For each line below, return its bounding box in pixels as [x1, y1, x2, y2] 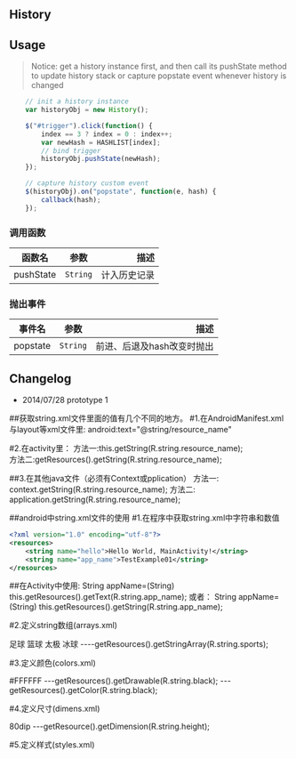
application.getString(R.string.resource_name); [9, 494, 180, 505]
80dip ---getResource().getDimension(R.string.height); [9, 721, 211, 732]
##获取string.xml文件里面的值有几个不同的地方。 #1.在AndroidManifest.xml [9, 413, 284, 424]
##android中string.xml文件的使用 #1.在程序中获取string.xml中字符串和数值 [9, 513, 280, 523]
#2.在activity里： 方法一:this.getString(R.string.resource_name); [9, 443, 244, 454]
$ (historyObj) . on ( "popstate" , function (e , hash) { [25, 187, 217, 197]
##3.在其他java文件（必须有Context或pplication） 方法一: [9, 473, 220, 484]
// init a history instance [25, 97, 129, 106]
